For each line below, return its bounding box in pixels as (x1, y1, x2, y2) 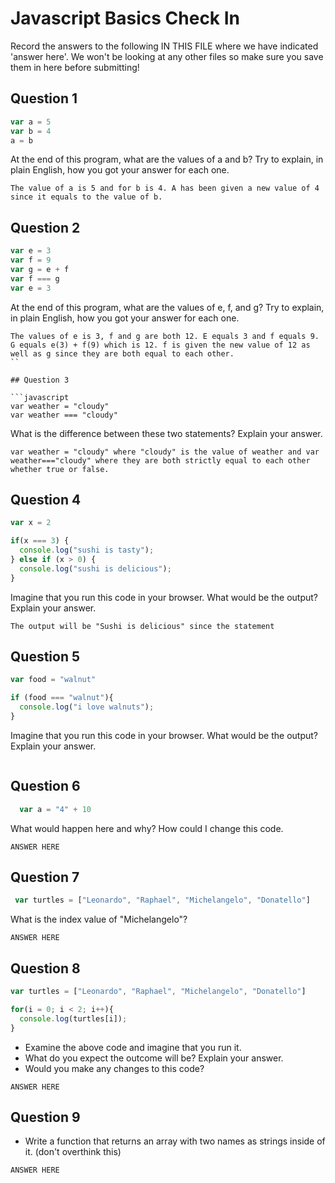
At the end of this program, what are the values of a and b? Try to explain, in (10, 153, 324, 166)
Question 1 (10, 90, 78, 107)
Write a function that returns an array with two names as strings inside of (24, 1135, 326, 1147)
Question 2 (10, 219, 81, 236)
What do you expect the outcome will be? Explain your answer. (24, 1052, 284, 1064)
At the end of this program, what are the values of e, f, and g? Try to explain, (10, 301, 325, 313)
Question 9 (10, 1109, 81, 1126)
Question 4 (10, 491, 82, 508)
